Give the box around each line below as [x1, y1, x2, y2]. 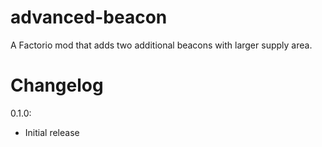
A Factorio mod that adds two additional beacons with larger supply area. [10, 39, 313, 51]
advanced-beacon [10, 6, 168, 29]
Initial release [24, 126, 80, 138]
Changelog [10, 74, 104, 97]
